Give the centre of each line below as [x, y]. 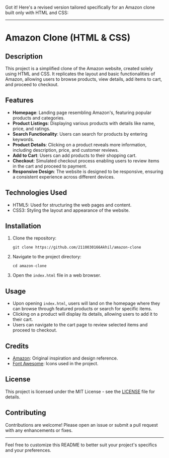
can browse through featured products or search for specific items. [82, 309]
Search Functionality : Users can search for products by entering [80, 134]
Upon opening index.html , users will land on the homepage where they [86, 303]
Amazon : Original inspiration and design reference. [65, 358]
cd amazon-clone [29, 266]
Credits [17, 346]
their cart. [23, 319]
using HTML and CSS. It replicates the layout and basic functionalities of [80, 74]
